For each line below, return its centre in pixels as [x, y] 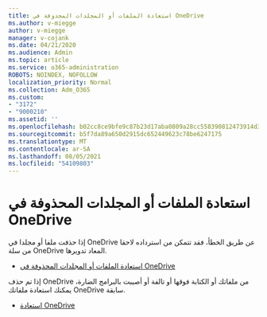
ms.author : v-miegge [43, 23]
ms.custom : [26, 97]
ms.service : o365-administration [64, 68]
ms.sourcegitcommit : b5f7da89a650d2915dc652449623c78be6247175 [115, 134]
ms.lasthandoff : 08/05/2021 [55, 156]
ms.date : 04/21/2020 [43, 45]
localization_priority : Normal [60, 82]
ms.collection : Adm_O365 [49, 90]
